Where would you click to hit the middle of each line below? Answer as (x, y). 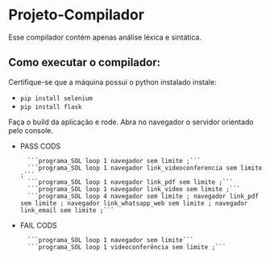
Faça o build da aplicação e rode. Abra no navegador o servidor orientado (131, 122)
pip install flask (51, 107)
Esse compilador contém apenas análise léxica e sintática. (105, 37)
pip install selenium (56, 98)
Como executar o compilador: (85, 63)
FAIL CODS (39, 225)
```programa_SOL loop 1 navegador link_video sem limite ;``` (134, 189)
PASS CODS (40, 146)
